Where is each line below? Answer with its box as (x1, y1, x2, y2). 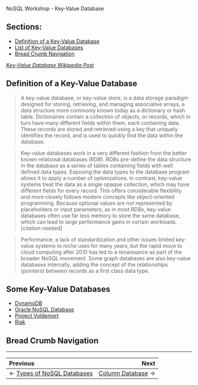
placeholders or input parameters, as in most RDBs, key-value (20, 205, 171, 213)
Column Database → (98, 369, 156, 377)
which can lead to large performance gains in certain (20, 218, 149, 225)
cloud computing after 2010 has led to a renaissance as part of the (20, 248, 182, 255)
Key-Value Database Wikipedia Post (6, 61, 94, 68)
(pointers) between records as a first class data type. (20, 267, 150, 274)
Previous (9, 359, 35, 367)
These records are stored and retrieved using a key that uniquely (20, 125, 178, 132)
